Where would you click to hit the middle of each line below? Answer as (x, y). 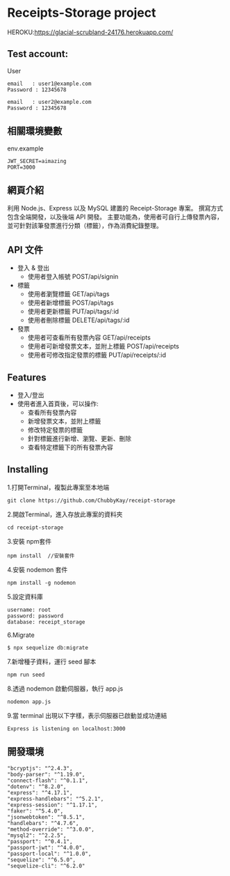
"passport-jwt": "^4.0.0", (46, 847)
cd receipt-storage (35, 528)
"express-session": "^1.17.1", (52, 805)
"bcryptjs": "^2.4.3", (40, 768)
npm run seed (26, 675)
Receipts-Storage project (82, 13)
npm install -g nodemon (42, 583)
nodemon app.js (29, 702)
